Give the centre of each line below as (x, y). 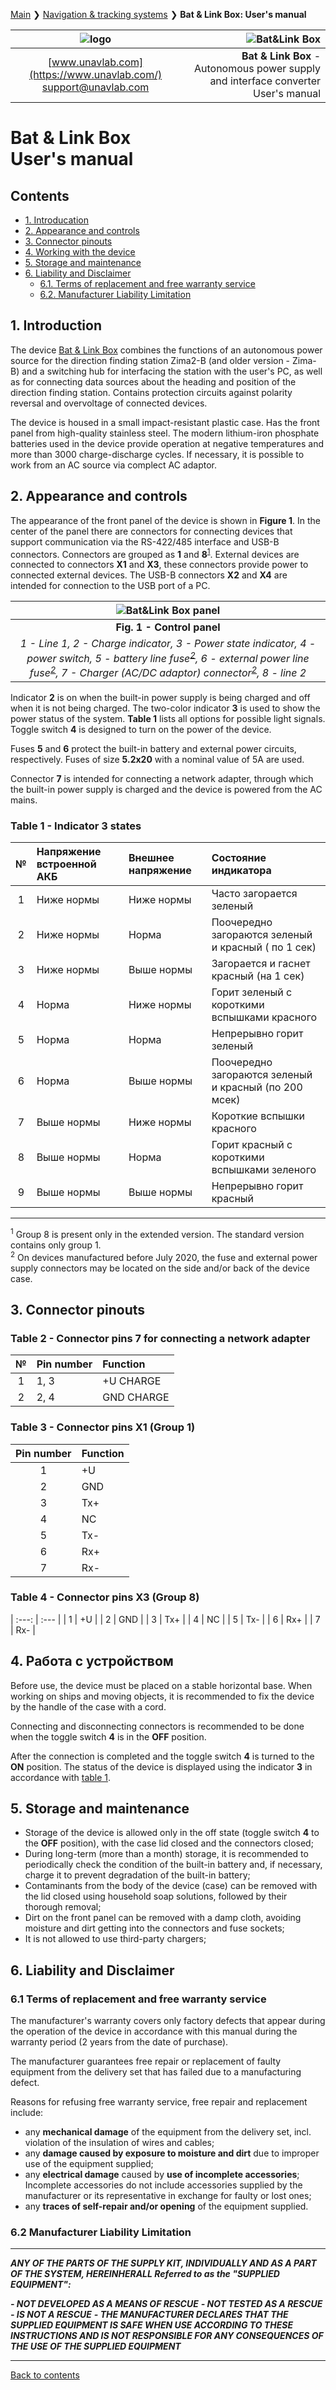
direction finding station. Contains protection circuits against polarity (151, 392)
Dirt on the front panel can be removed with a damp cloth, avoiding (163, 1918)
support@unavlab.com (95, 87)
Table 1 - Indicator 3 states (76, 826)
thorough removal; (63, 1907)
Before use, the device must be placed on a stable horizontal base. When (161, 1685)
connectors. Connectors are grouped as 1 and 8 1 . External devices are (155, 553)
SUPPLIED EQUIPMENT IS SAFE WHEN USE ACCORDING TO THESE (151, 2325)
